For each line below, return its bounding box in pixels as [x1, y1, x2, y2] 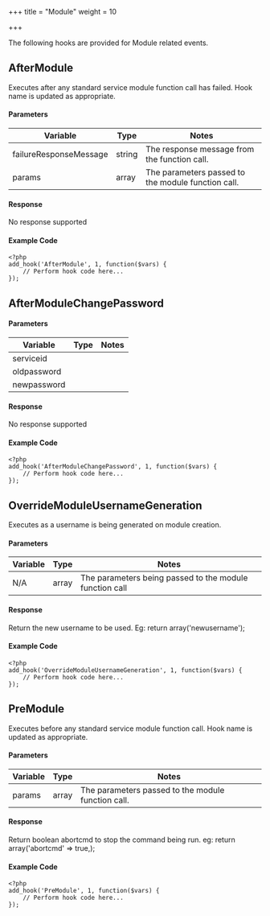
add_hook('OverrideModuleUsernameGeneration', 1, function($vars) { [8, 666, 243, 675]
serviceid [12, 353, 48, 365]
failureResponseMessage [12, 149, 108, 160]
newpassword [12, 379, 66, 390]
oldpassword [12, 366, 62, 378]
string [116, 149, 138, 160]
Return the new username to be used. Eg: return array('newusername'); [8, 623, 245, 633]
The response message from [145, 144, 255, 155]
